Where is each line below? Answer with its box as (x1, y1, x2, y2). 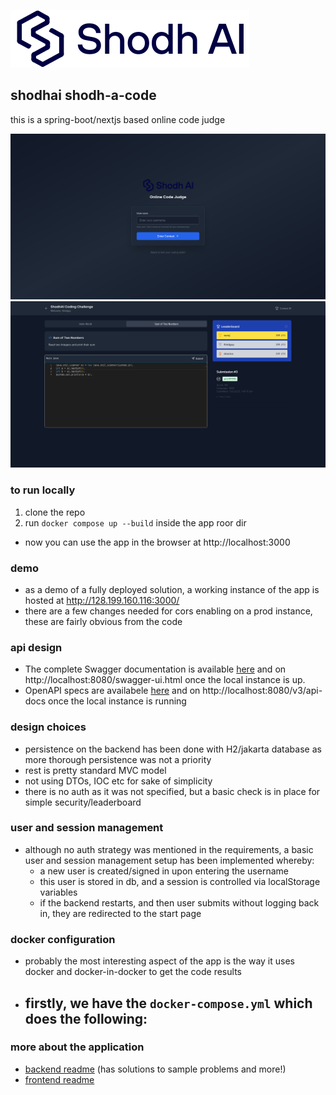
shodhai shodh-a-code (10, 87, 157, 104)
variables (39, 886, 78, 898)
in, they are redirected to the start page (39, 907, 202, 919)
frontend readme (24, 1073, 95, 1085)
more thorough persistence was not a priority (24, 753, 212, 765)
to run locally (10, 483, 76, 497)
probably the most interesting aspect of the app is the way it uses (24, 955, 295, 967)
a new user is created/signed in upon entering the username (39, 865, 289, 877)
